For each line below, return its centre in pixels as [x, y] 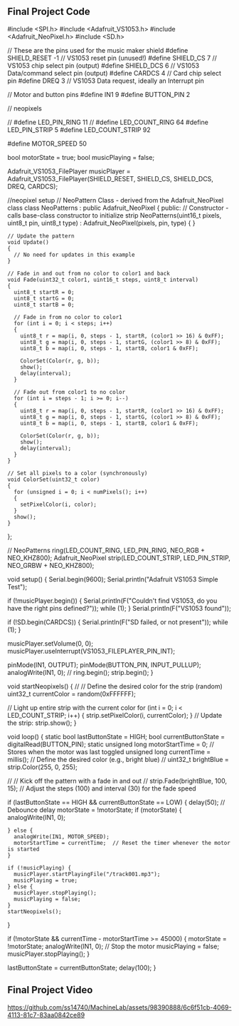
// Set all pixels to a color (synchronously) [78, 473]
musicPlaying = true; [46, 880]
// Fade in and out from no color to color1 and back [89, 273]
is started [23, 849]
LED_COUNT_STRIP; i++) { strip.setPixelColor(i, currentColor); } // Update [115, 715]
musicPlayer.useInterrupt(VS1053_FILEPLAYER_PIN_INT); [91, 651]
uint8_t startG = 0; [44, 298]
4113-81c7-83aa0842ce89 [46, 1015]
